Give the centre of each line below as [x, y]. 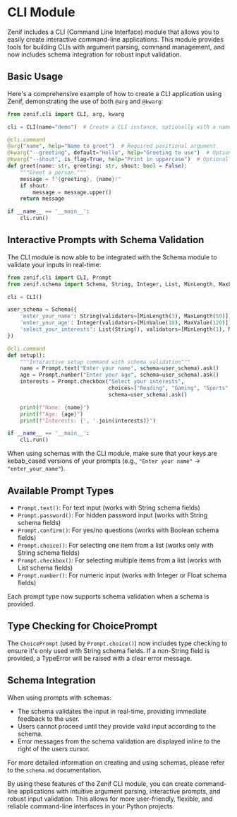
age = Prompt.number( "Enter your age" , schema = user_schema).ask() [120, 375]
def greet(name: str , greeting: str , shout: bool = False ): [98, 166]
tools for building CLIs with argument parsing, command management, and [116, 47]
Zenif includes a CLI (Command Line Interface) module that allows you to [114, 32]
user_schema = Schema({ [42, 310]
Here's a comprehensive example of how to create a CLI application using [115, 93]
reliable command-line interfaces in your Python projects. [91, 806]
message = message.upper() [72, 192]
